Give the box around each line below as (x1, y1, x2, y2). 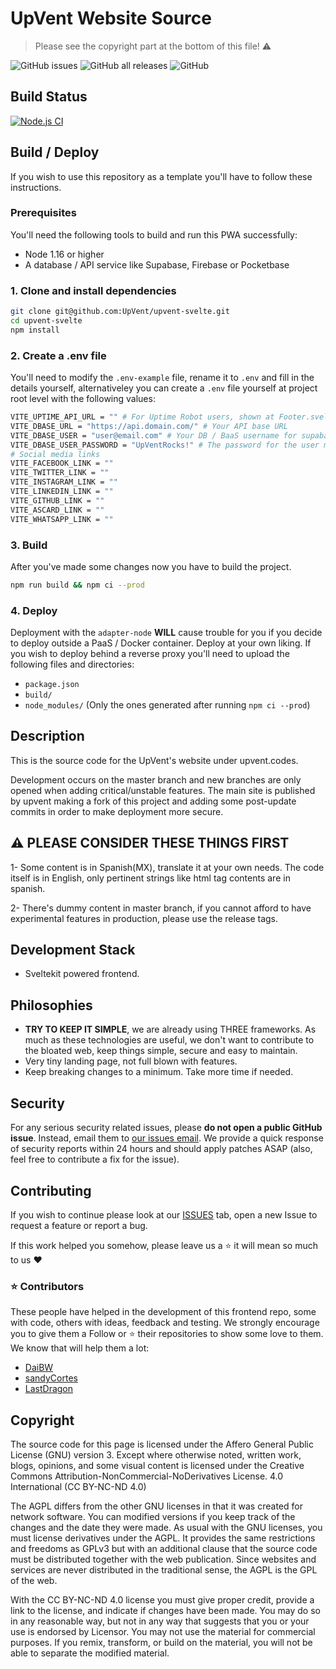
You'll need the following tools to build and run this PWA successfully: (10, 228, 298, 241)
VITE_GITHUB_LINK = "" (10, 495, 105, 506)
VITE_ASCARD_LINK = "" (10, 505, 105, 515)
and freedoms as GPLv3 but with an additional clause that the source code (10, 1543, 318, 1555)
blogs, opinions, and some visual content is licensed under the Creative (10, 1460, 305, 1472)
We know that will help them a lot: (10, 1342, 150, 1354)
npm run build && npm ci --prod (10, 580, 145, 590)
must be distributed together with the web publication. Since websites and (10, 1553, 317, 1566)
